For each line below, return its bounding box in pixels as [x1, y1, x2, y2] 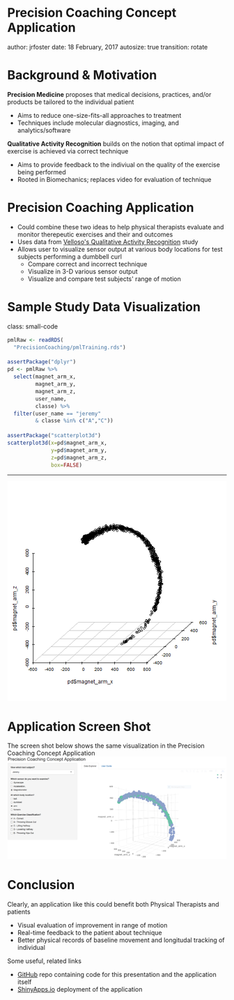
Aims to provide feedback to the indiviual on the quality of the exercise [17, 160, 221, 169]
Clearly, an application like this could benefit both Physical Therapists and [7, 900, 219, 909]
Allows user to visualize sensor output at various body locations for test [17, 245, 223, 253]
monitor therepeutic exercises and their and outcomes [17, 230, 173, 238]
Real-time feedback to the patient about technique [17, 929, 162, 937]
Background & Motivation [7, 68, 157, 83]
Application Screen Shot [7, 718, 151, 734]
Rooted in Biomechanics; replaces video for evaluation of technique [17, 175, 212, 183]
